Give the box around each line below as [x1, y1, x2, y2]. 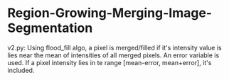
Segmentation [7, 20, 93, 36]
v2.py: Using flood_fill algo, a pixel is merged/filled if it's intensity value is [7, 43, 222, 52]
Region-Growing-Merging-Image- [7, 5, 212, 21]
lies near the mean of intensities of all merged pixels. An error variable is [7, 51, 220, 59]
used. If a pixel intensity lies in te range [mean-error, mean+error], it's [7, 58, 212, 67]
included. [7, 66, 35, 74]
